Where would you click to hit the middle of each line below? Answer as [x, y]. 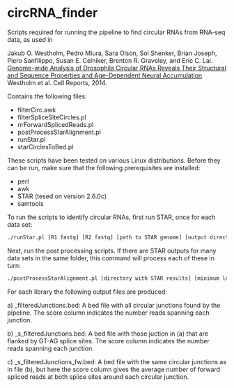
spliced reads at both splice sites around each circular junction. [98, 376]
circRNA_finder [53, 13]
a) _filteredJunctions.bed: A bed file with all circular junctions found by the [114, 305]
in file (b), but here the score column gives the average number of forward [114, 369]
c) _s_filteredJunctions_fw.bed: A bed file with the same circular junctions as [117, 361]
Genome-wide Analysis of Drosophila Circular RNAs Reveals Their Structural [117, 68]
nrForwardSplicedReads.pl [55, 124]
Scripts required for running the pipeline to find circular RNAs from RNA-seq [116, 32]
